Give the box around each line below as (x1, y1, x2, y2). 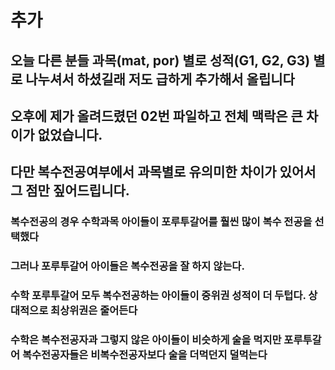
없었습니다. (37, 126, 103, 143)
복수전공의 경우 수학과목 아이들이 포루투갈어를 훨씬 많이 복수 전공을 (10, 215, 313, 229)
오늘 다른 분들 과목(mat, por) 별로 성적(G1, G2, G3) (10, 52, 311, 69)
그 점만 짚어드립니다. (10, 182, 130, 200)
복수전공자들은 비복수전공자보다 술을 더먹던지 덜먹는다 (21, 348, 268, 362)
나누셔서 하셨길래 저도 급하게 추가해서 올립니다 (25, 71, 295, 88)
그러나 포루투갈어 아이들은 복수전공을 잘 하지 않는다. (10, 259, 245, 273)
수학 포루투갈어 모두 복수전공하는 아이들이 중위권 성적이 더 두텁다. (10, 289, 307, 303)
